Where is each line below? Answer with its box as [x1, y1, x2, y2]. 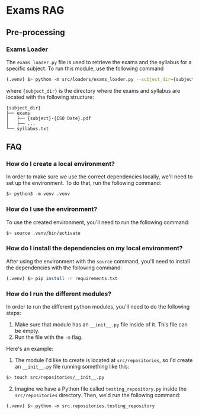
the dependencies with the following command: [6, 264, 123, 271]
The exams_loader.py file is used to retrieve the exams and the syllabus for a [6, 58, 192, 65]
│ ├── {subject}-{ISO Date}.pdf [6, 115, 92, 121]
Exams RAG [6, 4, 65, 17]
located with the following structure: [6, 93, 94, 100]
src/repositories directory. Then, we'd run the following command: [14, 391, 181, 398]
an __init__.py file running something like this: [14, 363, 130, 370]
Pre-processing [6, 27, 65, 37]
